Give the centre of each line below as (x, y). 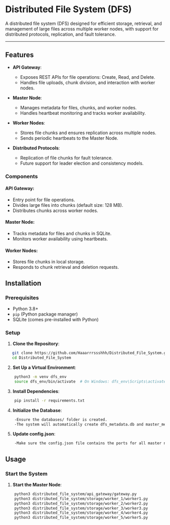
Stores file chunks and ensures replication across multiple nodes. (88, 133)
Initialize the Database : (37, 410)
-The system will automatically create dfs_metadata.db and (79, 424)
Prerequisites (22, 297)
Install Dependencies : (36, 391)
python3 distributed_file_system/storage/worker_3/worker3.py (81, 508)
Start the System (27, 474)
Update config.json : (34, 434)
